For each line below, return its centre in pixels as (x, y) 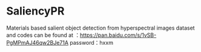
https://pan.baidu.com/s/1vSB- (118, 35)
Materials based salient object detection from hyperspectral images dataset (100, 28)
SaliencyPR (35, 11)
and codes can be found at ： (43, 35)
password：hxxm (91, 42)
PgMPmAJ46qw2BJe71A (37, 42)
